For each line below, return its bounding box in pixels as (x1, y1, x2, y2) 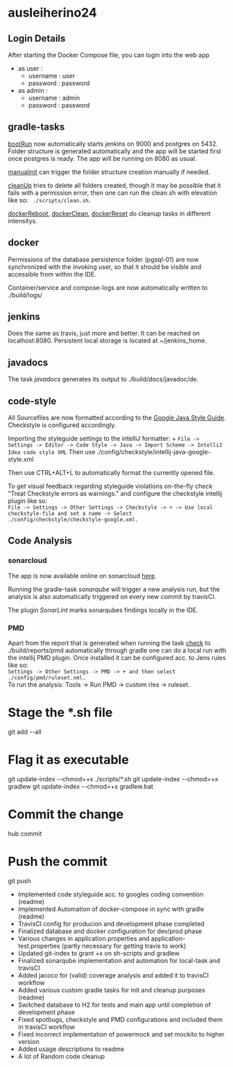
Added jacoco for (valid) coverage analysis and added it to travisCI (17, 971, 209, 979)
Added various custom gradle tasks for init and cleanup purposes (17, 986, 205, 994)
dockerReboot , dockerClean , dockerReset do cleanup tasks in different (8, 209, 211, 218)
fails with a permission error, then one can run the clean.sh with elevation (8, 189, 218, 197)
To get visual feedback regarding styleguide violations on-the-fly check (8, 482, 213, 490)
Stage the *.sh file (8, 705, 113, 720)
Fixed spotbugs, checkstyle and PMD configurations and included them (17, 1015, 223, 1023)
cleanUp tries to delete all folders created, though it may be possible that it (8, 181, 221, 189)
